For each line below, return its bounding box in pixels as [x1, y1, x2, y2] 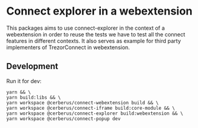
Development [6, 61, 59, 72]
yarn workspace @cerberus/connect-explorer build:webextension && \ [6, 110, 183, 116]
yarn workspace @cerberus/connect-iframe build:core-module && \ [6, 105, 175, 111]
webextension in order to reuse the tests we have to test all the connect [6, 30, 185, 38]
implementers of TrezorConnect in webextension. [6, 44, 131, 51]
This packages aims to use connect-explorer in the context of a [6, 24, 165, 32]
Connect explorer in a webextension [6, 4, 193, 18]
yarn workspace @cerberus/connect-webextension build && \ [6, 99, 159, 106]
